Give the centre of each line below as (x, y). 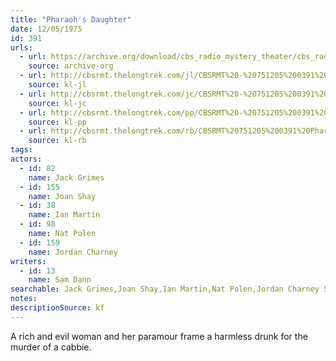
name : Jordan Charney (73, 252)
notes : (24, 299)
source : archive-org (71, 66)
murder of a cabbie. (51, 347)
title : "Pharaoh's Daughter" (71, 19)
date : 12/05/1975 (46, 29)
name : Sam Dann (60, 280)
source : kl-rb (57, 141)
